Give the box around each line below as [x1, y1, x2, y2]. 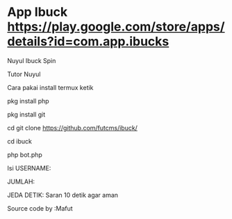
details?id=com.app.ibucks [7, 34, 169, 49]
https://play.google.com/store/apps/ [7, 19, 225, 35]
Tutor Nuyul [7, 70, 41, 78]
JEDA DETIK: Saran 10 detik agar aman [7, 191, 119, 199]
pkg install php [7, 96, 50, 105]
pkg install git [7, 110, 46, 119]
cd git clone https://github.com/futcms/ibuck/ [7, 123, 138, 132]
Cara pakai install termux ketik [7, 83, 94, 91]
